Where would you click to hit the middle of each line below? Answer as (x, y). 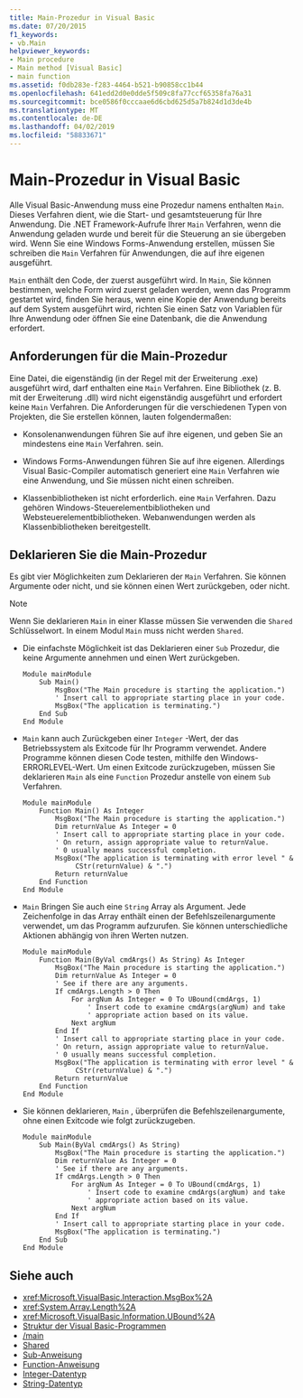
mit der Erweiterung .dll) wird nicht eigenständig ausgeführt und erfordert (146, 397)
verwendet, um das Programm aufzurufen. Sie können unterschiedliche (155, 926)
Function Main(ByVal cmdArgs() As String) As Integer (142, 960)
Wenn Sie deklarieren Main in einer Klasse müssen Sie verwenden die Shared (151, 621)
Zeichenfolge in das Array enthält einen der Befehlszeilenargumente (149, 917)
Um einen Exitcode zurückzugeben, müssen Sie (187, 768)
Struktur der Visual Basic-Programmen (94, 1326)
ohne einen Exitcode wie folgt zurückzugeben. (109, 1121)
